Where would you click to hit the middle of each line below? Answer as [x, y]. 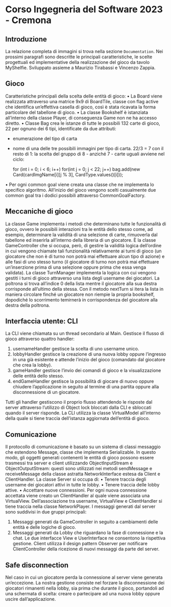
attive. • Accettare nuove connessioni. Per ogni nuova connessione [76, 490]
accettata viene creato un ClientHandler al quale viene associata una [78, 496]
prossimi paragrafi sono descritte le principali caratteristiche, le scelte [79, 57]
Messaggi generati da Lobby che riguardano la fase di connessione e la [88, 533]
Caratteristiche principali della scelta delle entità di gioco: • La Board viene [84, 96]
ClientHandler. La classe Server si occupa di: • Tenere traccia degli [76, 479]
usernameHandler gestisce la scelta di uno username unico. [76, 349]
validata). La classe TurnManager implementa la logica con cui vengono [81, 272]
